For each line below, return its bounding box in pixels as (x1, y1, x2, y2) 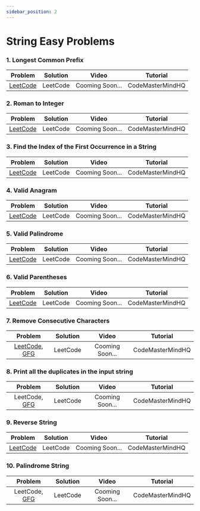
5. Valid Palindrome (6, 230, 64, 238)
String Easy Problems (6, 34, 115, 48)
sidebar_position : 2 (6, 8, 58, 15)
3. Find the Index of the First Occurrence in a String (6, 143, 157, 151)
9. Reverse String (6, 418, 58, 427)
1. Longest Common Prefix (6, 56, 84, 64)
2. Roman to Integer (6, 99, 64, 108)
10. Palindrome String (6, 461, 70, 470)
